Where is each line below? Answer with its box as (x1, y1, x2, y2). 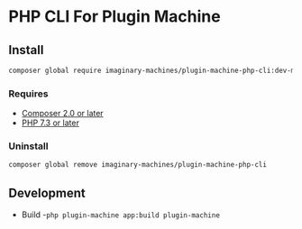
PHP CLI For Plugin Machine (8, 6, 222, 27)
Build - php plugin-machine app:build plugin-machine (21, 209, 220, 220)
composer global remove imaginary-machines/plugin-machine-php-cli (8, 160, 268, 169)
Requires (8, 87, 49, 100)
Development (8, 185, 87, 200)
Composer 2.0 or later (21, 108, 105, 119)
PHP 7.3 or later (21, 117, 80, 128)
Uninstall (8, 140, 49, 152)
